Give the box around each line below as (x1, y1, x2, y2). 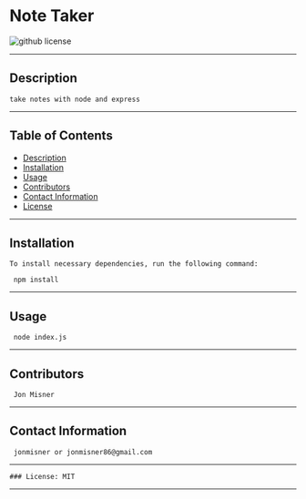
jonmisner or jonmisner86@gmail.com (13, 447, 153, 456)
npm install (13, 275, 59, 285)
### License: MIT (9, 472, 76, 481)
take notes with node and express (9, 95, 141, 104)
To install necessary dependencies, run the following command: (9, 260, 259, 269)
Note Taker (9, 5, 95, 26)
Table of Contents (9, 128, 114, 144)
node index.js (13, 333, 67, 342)
